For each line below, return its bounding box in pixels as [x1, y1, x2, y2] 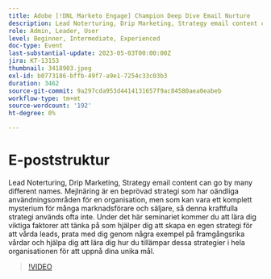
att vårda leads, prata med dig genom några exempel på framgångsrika [8, 229, 245, 239]
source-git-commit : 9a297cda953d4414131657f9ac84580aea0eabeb [8, 86, 222, 95]
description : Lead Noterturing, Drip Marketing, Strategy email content [8, 19, 258, 27]
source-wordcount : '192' [8, 102, 92, 110]
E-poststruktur [8, 151, 110, 169]
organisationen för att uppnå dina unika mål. [8, 246, 155, 256]
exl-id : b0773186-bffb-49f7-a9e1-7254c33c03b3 [8, 72, 168, 80]
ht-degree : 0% [8, 110, 56, 118]
